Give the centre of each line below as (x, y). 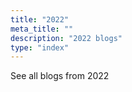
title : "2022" (40, 19)
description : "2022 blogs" (66, 38)
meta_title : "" (42, 29)
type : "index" (40, 47)
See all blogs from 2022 (60, 76)
